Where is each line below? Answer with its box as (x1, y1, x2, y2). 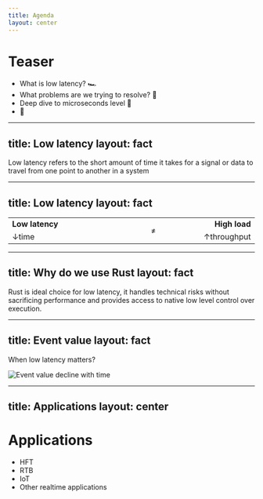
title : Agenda (8, 11, 55, 20)
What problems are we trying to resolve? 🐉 (19, 90, 157, 100)
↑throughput (203, 231, 251, 242)
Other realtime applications (19, 483, 107, 492)
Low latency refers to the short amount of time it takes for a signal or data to (8, 158, 254, 167)
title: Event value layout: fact (8, 334, 151, 348)
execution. (8, 304, 42, 313)
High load (214, 219, 251, 230)
